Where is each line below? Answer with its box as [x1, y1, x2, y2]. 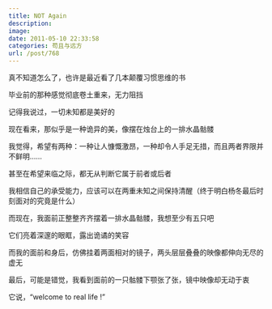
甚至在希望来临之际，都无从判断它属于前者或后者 [8, 169, 172, 178]
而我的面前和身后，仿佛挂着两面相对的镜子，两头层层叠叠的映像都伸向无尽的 [8, 248, 264, 257]
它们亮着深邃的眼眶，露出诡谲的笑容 [8, 231, 130, 239]
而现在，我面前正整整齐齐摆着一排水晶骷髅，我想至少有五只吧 [8, 214, 215, 222]
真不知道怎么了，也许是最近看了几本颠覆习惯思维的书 [8, 73, 186, 82]
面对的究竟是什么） [15, 196, 79, 205]
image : [8, 27, 31, 35]
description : [8, 19, 53, 28]
